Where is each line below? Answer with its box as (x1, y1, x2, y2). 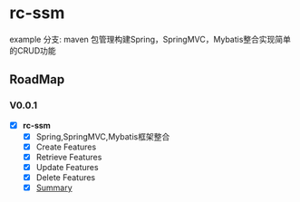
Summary (35, 182, 73, 193)
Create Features (35, 141, 97, 152)
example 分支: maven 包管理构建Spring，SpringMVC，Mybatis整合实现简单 (9, 34, 292, 44)
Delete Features (35, 171, 96, 183)
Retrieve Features (35, 151, 102, 162)
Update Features (35, 161, 99, 172)
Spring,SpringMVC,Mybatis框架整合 (35, 130, 170, 142)
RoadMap (9, 72, 65, 88)
